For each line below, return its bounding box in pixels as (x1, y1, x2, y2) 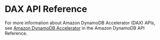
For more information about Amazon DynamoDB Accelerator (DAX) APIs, (5, 20, 155, 26)
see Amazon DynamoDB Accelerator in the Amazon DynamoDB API (5, 25, 145, 31)
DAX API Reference (5, 3, 87, 15)
